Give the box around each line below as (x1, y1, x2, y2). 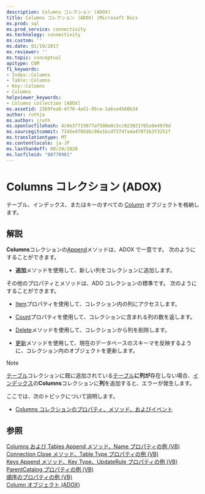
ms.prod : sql (6, 20, 40, 26)
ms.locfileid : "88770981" (6, 151, 72, 158)
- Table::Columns (6, 77, 51, 83)
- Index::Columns (6, 72, 51, 78)
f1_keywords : (6, 66, 40, 72)
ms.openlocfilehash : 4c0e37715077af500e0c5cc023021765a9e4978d (6, 123, 171, 129)
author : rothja (6, 112, 45, 118)
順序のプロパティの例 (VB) (6, 473, 73, 481)
